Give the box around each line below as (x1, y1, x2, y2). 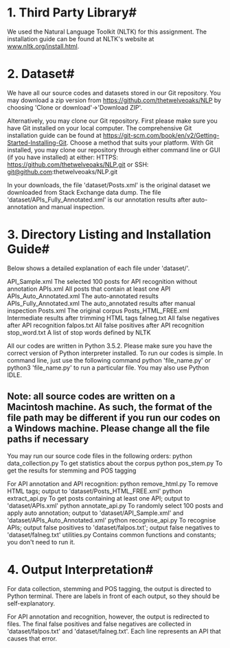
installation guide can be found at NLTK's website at (7, 34, 154, 43)
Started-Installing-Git (7, 139, 67, 147)
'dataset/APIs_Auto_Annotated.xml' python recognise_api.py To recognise (7, 516, 216, 524)
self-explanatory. (7, 599, 56, 608)
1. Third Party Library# (7, 5, 137, 21)
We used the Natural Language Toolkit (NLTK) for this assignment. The (7, 27, 207, 36)
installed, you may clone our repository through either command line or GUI (7, 145, 221, 154)
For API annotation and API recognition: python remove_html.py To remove (7, 479, 218, 488)
